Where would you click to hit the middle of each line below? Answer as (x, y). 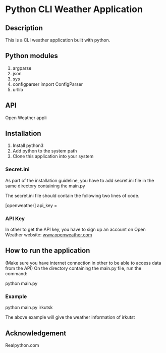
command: (16, 273)
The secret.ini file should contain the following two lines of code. (72, 195)
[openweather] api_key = (31, 205)
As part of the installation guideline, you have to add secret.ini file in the (80, 180)
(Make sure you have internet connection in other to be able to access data (83, 263)
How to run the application (48, 251)
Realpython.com (22, 345)
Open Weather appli (26, 118)
